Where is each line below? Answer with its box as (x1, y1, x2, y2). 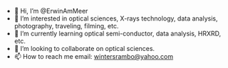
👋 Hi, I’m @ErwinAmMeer (14, 7, 88, 15)
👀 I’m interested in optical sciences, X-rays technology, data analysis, (14, 14, 218, 23)
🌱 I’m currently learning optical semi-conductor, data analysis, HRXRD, (14, 29, 222, 38)
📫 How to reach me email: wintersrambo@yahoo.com (14, 52, 174, 60)
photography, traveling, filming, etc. (14, 22, 119, 30)
